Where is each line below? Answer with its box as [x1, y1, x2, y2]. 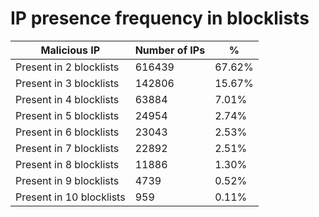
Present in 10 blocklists [15, 190, 126, 204]
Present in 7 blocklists [15, 141, 120, 155]
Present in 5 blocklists [15, 108, 120, 122]
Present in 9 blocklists [15, 173, 120, 187]
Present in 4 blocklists [15, 92, 120, 106]
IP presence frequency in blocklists [10, 7, 310, 30]
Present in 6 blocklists [15, 125, 120, 139]
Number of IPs [134, 43, 206, 57]
